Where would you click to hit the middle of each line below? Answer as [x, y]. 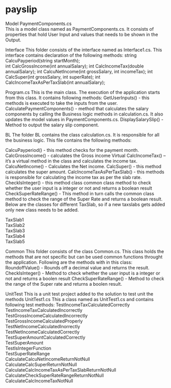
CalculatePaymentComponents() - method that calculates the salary [77, 108]
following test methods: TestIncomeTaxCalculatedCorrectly [68, 305]
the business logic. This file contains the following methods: [69, 140]
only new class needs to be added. [42, 210]
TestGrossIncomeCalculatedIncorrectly [47, 315]
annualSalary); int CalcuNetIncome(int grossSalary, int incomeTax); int [79, 71]
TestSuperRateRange [28, 353]
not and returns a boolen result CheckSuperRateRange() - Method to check [85, 278]
